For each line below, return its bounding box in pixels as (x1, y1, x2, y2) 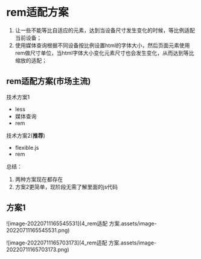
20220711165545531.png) (6, 226, 70, 234)
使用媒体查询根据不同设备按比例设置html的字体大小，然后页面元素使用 (14, 42, 190, 49)
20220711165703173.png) (6, 246, 69, 253)
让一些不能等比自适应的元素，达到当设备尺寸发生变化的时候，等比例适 (14, 27, 190, 34)
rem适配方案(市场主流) (6, 76, 91, 86)
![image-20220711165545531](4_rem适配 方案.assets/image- (6, 220, 157, 227)
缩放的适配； (14, 57, 47, 64)
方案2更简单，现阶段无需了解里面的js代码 (14, 183, 118, 190)
